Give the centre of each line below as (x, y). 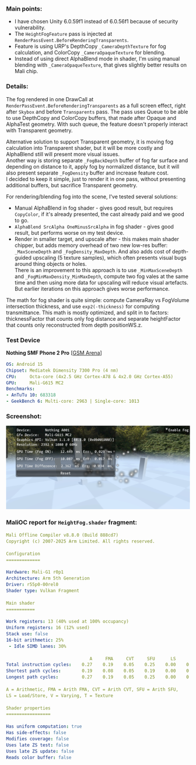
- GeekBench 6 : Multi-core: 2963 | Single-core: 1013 (73, 402)
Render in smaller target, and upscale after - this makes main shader (97, 239)
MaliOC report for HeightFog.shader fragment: (72, 522)
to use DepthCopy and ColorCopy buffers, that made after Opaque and (91, 118)
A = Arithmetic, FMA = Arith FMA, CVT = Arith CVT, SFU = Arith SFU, (92, 689)
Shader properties (28, 708)
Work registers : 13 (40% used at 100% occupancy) (68, 622)
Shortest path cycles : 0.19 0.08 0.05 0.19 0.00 (91, 671)
